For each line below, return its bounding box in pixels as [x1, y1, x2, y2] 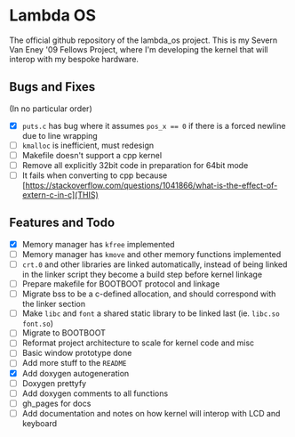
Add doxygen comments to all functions [21, 388, 169, 399]
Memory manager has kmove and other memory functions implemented [21, 248, 282, 259]
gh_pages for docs [21, 398, 92, 409]
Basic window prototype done [21, 348, 132, 359]
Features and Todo [9, 215, 116, 231]
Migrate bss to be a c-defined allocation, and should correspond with [21, 288, 276, 299]
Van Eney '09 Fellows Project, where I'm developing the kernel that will [9, 44, 268, 54]
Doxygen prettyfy [21, 377, 87, 388]
